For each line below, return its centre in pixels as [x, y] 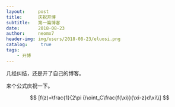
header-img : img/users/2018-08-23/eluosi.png [63, 39]
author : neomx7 [30, 34]
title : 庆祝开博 [31, 17]
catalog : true [29, 45]
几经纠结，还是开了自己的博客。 [45, 73]
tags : [13, 50]
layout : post [28, 12]
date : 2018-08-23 [36, 28]
